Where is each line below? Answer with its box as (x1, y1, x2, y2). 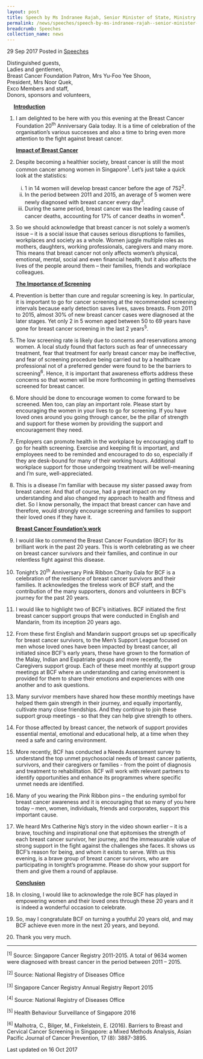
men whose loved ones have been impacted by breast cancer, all (15, 643, 177, 650)
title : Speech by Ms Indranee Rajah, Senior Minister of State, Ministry (7, 14, 196, 20)
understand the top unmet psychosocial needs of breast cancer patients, (15, 755, 197, 762)
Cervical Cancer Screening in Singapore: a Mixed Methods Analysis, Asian (7, 1028, 192, 1036)
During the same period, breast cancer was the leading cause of (24, 205, 185, 212)
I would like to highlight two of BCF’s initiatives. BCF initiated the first (15, 606, 186, 613)
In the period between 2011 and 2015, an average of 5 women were (24, 191, 192, 199)
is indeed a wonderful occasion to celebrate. (15, 904, 126, 911)
